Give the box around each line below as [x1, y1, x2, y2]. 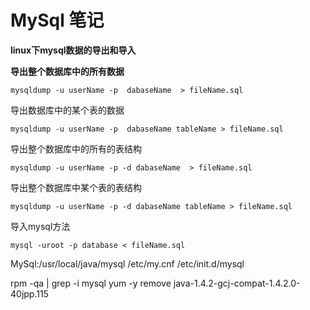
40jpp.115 [10, 287, 49, 300]
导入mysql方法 [10, 220, 71, 232]
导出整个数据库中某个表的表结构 [10, 181, 142, 193]
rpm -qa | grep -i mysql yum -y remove [10, 277, 172, 289]
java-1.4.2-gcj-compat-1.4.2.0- [173, 277, 301, 289]
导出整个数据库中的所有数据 [10, 65, 125, 77]
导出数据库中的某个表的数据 [10, 104, 125, 116]
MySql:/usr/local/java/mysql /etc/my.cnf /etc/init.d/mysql [10, 257, 245, 270]
